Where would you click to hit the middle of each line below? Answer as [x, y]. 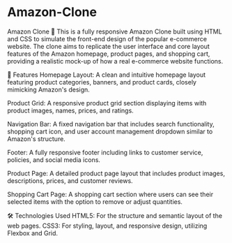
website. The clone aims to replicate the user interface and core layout [109, 46]
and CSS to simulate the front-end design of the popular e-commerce [107, 38]
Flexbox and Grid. [32, 233]
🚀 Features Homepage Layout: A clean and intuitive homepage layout [107, 75]
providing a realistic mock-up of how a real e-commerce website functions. [115, 61]
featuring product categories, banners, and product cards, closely [102, 82]
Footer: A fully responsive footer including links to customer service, [105, 152]
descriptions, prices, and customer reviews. [70, 181]
